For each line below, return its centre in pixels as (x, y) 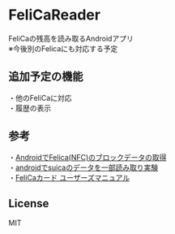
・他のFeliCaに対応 (40, 97)
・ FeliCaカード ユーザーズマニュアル (69, 177)
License (29, 204)
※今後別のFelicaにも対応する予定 (63, 48)
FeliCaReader (55, 15)
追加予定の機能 (46, 77)
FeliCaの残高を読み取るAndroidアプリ (71, 38)
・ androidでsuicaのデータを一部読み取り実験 (83, 167)
